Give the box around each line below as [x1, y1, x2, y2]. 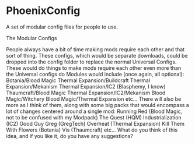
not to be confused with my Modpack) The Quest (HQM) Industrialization [6, 114, 182, 121]
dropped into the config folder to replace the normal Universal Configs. [6, 58, 177, 65]
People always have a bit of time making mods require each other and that [6, 45, 185, 53]
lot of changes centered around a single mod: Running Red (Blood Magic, [6, 108, 183, 115]
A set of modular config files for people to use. [6, 23, 119, 30]
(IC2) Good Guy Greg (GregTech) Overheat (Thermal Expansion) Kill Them [6, 120, 185, 127]
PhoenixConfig [6, 4, 81, 17]
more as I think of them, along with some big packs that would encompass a [6, 101, 190, 108]
